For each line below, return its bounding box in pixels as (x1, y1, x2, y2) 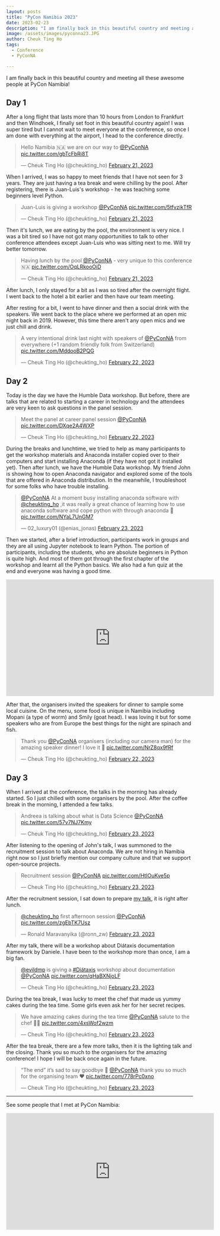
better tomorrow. (6, 245, 47, 252)
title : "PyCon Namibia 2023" (6, 14, 78, 20)
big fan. (6, 955, 25, 962)
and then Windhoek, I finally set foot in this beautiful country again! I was (6, 120, 184, 127)
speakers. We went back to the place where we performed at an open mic (6, 310, 187, 318)
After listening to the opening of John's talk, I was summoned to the (6, 842, 172, 849)
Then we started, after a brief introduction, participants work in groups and (6, 536, 189, 543)
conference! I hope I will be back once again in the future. (6, 1055, 147, 1062)
